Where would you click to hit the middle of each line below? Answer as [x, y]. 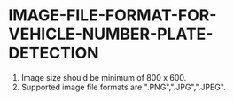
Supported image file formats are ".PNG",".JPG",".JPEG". [124, 87]
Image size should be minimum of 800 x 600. [104, 77]
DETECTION [54, 53]
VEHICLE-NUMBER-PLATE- [111, 34]
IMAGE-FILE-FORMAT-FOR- [113, 16]
